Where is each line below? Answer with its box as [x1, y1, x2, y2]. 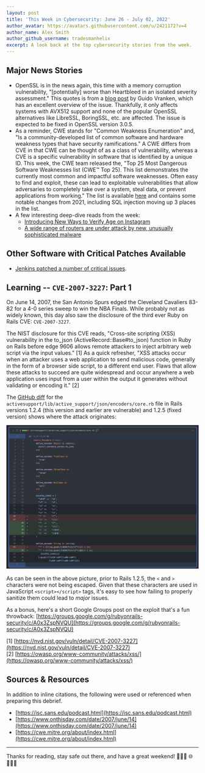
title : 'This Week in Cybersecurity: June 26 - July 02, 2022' [6, 16, 171, 23]
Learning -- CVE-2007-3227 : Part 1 [6, 283, 132, 293]
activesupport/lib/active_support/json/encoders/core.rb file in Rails [6, 400, 183, 407]
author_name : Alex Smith [6, 29, 70, 35]
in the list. [15, 205, 40, 212]
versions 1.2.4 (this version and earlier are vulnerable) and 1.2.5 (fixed [6, 407, 182, 414]
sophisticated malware [24, 231, 82, 238]
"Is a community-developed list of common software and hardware [15, 133, 184, 140]
